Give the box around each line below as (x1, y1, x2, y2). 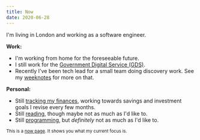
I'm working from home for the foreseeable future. (14, 54, 139, 62)
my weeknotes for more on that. (14, 74, 94, 81)
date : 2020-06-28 (6, 14, 50, 21)
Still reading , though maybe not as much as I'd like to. (14, 110, 148, 117)
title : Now (6, 8, 34, 15)
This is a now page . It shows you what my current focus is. (6, 128, 127, 134)
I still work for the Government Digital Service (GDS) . (14, 61, 146, 68)
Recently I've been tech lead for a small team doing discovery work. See (14, 67, 194, 74)
